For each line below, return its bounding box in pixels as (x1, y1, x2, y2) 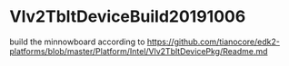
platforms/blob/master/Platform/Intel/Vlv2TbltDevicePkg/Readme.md (9, 45, 268, 56)
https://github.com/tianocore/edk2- (146, 36, 280, 47)
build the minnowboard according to (9, 36, 145, 47)
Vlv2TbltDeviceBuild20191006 (9, 6, 246, 27)
